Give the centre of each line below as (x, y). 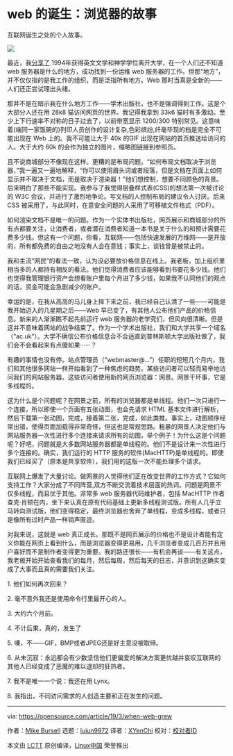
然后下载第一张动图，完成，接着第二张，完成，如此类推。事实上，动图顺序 (113, 418)
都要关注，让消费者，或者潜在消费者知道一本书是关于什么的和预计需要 (119, 228)
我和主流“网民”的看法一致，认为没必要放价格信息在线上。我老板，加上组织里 (116, 261)
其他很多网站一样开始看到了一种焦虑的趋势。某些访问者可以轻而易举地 (119, 368)
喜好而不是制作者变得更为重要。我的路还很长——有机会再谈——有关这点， (119, 551)
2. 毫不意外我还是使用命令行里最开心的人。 (69, 598)
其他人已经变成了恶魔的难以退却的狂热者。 (68, 666)
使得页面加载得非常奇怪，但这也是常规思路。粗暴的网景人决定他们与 (128, 426)
